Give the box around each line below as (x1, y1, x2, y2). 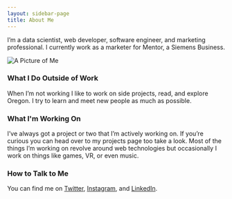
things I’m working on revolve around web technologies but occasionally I (7, 144, 217, 153)
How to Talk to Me (7, 169, 69, 178)
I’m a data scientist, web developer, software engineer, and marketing (7, 35, 206, 44)
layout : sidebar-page (7, 10, 70, 17)
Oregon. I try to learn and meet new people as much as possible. (7, 96, 192, 104)
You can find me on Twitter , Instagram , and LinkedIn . (7, 184, 158, 193)
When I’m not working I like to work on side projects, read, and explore (7, 89, 209, 97)
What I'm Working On (7, 113, 81, 123)
